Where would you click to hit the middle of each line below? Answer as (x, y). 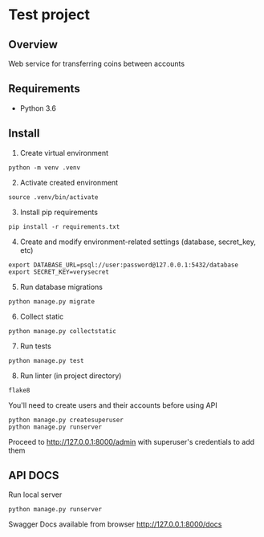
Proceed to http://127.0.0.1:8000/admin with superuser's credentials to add (132, 441)
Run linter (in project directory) (71, 376)
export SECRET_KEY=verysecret (59, 272)
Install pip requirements (59, 212)
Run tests (36, 346)
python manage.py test (46, 360)
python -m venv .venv (45, 167)
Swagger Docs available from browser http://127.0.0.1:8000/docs (115, 524)
